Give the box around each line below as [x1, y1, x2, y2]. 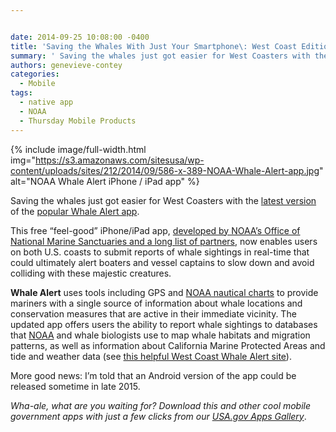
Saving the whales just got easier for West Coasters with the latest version [10, 194, 317, 206]
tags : [10, 88, 33, 98]
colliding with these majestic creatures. [10, 267, 172, 279]
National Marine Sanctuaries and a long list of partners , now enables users [10, 235, 318, 247]
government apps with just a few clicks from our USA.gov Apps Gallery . [10, 410, 307, 422]
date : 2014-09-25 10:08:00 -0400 [10, 32, 150, 42]
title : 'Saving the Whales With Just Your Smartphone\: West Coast [10, 41, 298, 51]
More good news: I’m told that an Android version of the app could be [10, 369, 297, 381]
